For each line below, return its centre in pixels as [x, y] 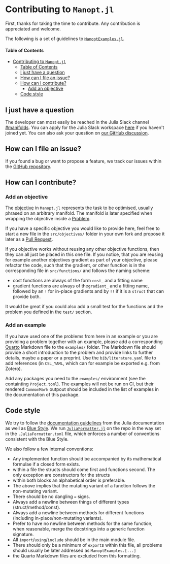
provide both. [27, 297]
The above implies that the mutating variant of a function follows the [84, 485]
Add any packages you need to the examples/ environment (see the [76, 378]
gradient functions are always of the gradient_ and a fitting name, [81, 286]
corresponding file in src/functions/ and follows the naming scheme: [78, 271]
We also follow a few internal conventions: [49, 449]
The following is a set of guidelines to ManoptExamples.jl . [65, 39]
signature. [23, 534]
